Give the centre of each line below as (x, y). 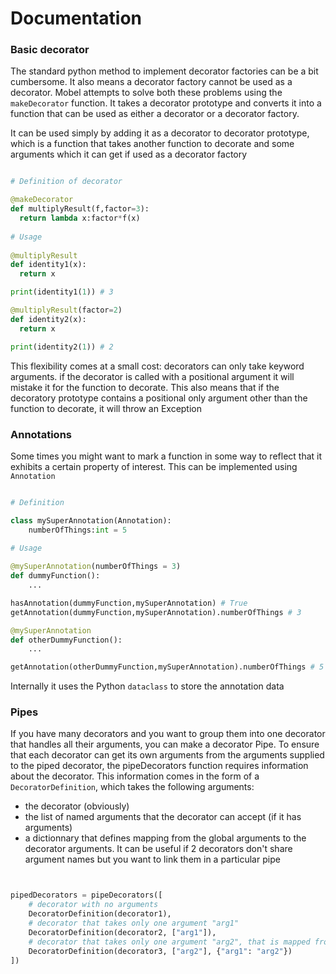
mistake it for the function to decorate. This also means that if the (145, 387)
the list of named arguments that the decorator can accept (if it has (163, 817)
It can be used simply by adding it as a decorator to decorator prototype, (160, 133)
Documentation (76, 18)
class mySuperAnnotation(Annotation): (91, 520)
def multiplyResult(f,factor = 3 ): (80, 209)
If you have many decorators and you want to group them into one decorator (168, 734)
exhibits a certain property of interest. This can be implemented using (154, 466)
